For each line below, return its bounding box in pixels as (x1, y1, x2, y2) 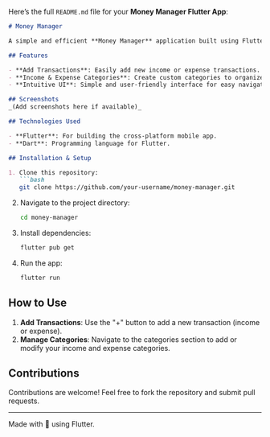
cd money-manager (19, 213, 79, 222)
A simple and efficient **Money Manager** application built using (8, 36, 239, 45)
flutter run (19, 274, 60, 282)
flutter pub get (19, 244, 75, 252)
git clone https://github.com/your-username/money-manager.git (18, 183, 235, 192)
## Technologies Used (8, 117, 81, 126)
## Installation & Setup (8, 154, 92, 162)
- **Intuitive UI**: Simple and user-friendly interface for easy (8, 80, 235, 89)
